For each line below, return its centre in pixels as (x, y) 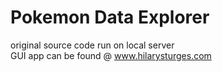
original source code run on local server (92, 45)
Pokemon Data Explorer (110, 17)
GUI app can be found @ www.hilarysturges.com (111, 55)
